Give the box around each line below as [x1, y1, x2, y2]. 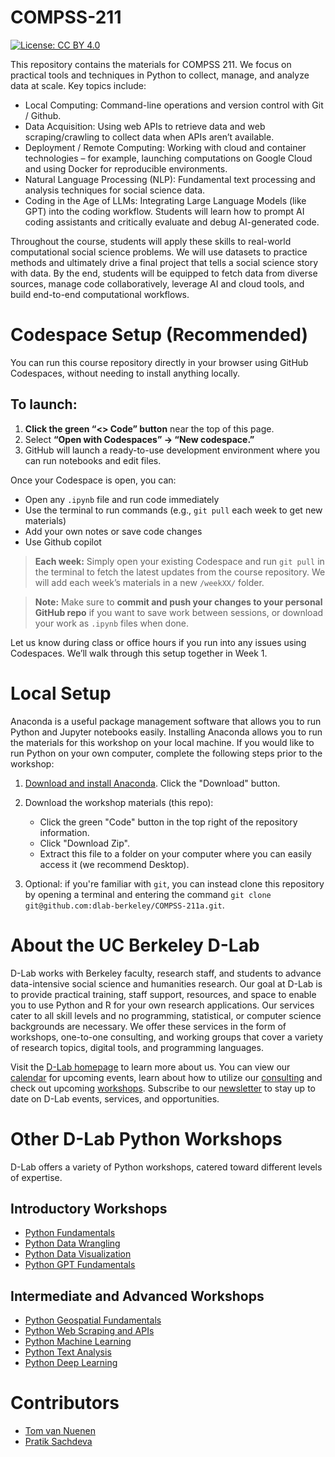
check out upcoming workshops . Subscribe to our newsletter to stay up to [10, 1082, 316, 1094]
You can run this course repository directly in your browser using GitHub [10, 356, 309, 368]
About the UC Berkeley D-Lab [10, 934, 260, 956]
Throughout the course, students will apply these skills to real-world [10, 235, 292, 247]
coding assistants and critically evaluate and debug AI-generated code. [24, 216, 320, 228]
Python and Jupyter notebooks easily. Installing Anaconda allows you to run [10, 726, 323, 738]
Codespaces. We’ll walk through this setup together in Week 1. [10, 647, 268, 659]
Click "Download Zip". [39, 837, 130, 849]
